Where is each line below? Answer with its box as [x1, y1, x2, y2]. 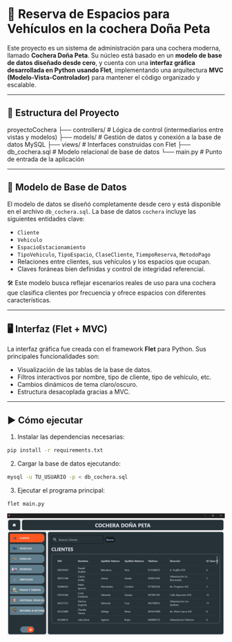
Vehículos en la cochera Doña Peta [7, 21, 211, 37]
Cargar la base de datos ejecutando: [17, 459, 121, 468]
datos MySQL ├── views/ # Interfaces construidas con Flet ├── [7, 140, 191, 148]
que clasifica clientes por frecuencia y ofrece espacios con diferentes [7, 288, 206, 297]
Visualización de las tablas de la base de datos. [17, 366, 152, 374]
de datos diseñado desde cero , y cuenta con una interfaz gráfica [7, 58, 195, 66]
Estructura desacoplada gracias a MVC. [17, 387, 130, 396]
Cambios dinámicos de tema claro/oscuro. [17, 380, 138, 389]
